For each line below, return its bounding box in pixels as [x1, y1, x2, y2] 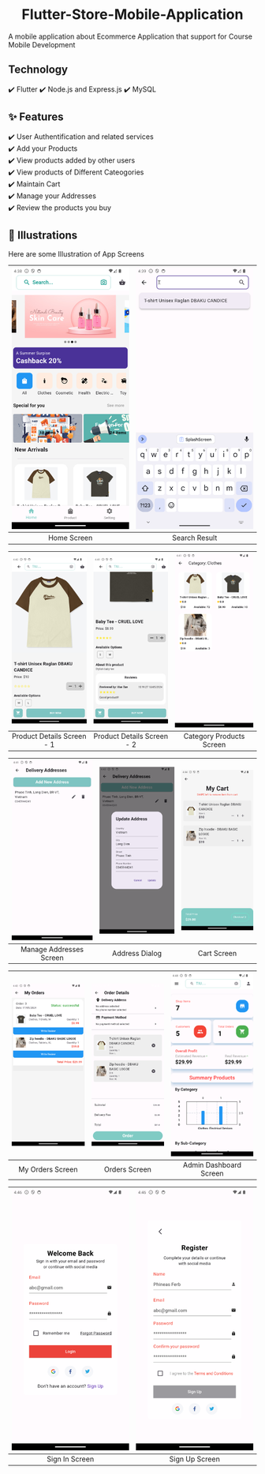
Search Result [172, 533, 218, 542]
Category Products [183, 732, 245, 741]
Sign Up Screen [169, 1454, 221, 1464]
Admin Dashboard [182, 1161, 242, 1170]
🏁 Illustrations [8, 228, 78, 242]
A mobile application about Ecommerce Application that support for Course [8, 32, 253, 41]
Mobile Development [8, 39, 76, 49]
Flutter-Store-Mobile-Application [21, 6, 244, 24]
